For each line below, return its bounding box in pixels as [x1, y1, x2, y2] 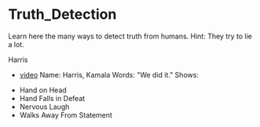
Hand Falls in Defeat [19, 93, 86, 103]
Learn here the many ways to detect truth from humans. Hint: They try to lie [8, 31, 253, 41]
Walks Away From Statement [19, 110, 112, 119]
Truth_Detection [8, 5, 117, 24]
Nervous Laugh [19, 102, 70, 111]
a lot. [8, 39, 25, 49]
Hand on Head [19, 85, 67, 95]
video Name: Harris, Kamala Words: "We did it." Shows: [19, 70, 199, 79]
